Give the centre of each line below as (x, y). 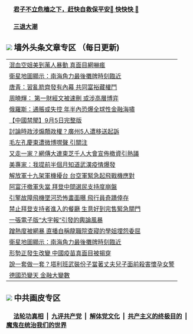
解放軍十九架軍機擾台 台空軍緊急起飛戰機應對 (72, 175)
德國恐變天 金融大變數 (40, 275)
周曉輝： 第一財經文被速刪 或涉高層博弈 (64, 98)
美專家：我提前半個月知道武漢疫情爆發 (63, 165)
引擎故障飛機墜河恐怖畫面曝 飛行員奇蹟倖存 (69, 198)
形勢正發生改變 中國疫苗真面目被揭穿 (60, 253)
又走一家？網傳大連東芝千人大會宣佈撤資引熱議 (74, 153)
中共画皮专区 (37, 298)
